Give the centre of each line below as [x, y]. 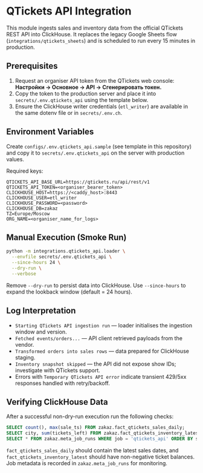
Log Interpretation [41, 311]
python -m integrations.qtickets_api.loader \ [66, 251]
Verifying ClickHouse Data [57, 402]
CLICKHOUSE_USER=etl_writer [42, 198]
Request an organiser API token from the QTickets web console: [95, 80]
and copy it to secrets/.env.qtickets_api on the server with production [95, 153]
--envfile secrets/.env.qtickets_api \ [62, 257]
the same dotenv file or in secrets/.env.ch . [69, 112]
